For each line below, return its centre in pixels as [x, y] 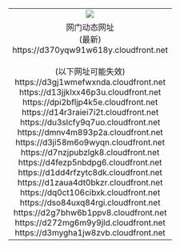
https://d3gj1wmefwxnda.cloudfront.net [90, 82]
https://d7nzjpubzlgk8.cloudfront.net [90, 152]
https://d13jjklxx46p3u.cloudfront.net [90, 92]
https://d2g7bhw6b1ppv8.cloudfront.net [90, 212]
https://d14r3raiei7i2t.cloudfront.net [90, 112]
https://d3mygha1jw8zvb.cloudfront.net [90, 232]
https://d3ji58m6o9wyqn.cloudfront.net [90, 142]
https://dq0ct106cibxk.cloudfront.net [90, 192]
